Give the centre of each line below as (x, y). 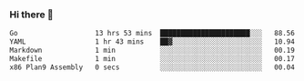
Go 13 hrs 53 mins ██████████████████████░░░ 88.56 (152, 34)
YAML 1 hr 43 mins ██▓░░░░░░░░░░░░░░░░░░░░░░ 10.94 (152, 42)
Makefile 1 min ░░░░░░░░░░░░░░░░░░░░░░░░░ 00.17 (152, 58)
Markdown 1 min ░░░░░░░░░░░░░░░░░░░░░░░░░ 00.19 (152, 51)
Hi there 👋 (32, 15)
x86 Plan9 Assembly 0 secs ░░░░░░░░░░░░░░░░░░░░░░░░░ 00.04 (152, 67)
